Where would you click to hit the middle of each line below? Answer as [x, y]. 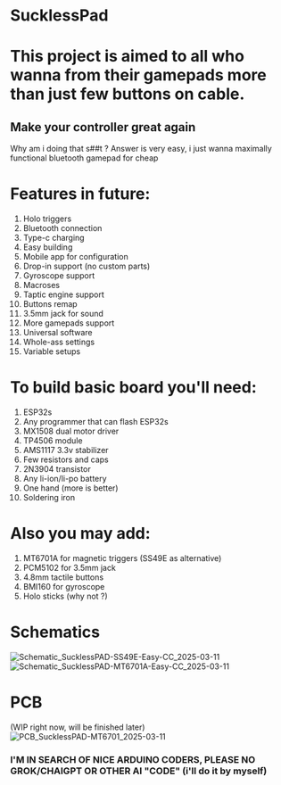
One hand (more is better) [70, 488]
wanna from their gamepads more [138, 75]
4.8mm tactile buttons [63, 577]
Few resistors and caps [66, 459]
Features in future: [80, 194]
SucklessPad [59, 16]
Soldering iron [49, 498]
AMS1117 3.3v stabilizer [66, 450]
